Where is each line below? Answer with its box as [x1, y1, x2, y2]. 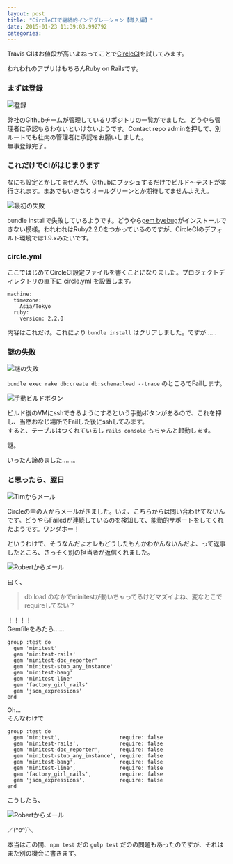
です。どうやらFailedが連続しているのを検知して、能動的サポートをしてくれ [7, 516, 224, 524]
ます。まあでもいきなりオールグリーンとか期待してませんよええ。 [25, 186, 213, 195]
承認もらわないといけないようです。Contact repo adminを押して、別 [25, 124, 221, 132]
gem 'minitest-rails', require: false [13, 740, 163, 747]
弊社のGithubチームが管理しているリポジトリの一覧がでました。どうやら [7, 116, 215, 124]
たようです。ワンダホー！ [7, 524, 80, 533]
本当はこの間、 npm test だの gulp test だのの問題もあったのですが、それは [7, 840, 224, 849]
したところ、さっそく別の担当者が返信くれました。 [7, 548, 154, 556]
